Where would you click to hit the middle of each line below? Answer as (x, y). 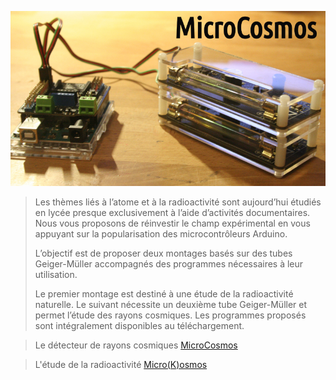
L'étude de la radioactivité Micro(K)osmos (121, 364)
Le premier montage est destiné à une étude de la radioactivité (164, 293)
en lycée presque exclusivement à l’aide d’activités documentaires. (172, 212)
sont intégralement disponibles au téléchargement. (139, 325)
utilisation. (56, 274)
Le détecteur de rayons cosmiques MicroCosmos (136, 345)
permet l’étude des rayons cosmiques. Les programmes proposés (170, 315)
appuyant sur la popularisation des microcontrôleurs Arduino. (161, 233)
